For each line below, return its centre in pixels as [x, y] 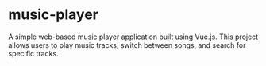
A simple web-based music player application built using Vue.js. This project [133, 37]
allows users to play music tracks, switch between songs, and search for [127, 45]
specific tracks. [33, 53]
